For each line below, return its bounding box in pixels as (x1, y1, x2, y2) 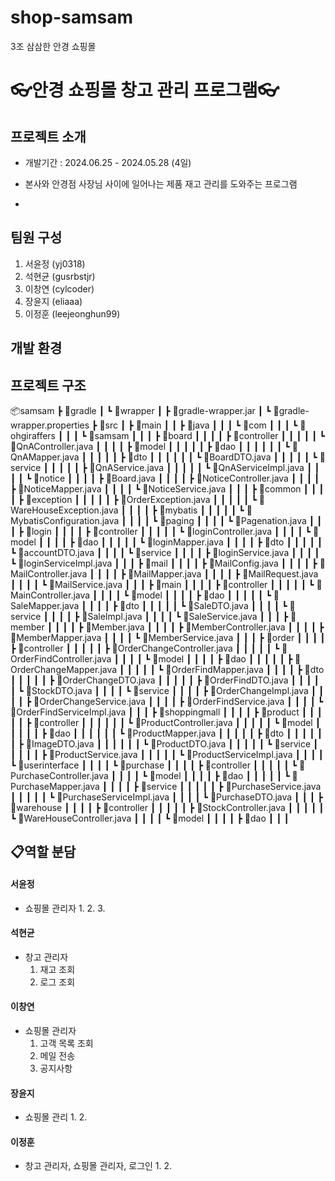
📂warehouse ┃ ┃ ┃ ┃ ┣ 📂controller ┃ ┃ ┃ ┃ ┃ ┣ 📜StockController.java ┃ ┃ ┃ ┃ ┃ (10, 801, 325, 813)
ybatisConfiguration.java (10, 514, 120, 526)
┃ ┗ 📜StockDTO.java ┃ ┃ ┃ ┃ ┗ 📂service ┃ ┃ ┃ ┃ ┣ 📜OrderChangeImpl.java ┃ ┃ (10, 684, 325, 696)
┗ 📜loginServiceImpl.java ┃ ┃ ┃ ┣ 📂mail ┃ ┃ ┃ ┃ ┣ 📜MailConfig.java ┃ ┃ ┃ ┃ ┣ (10, 557, 318, 569)
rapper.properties (10, 419, 90, 431)
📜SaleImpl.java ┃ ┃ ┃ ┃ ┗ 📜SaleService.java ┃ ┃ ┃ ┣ (81, 610, 289, 622)
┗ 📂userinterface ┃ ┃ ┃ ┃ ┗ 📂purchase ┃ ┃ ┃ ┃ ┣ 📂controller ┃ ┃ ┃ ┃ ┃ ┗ (10, 759, 298, 771)
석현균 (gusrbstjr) (24, 270, 96, 282)
